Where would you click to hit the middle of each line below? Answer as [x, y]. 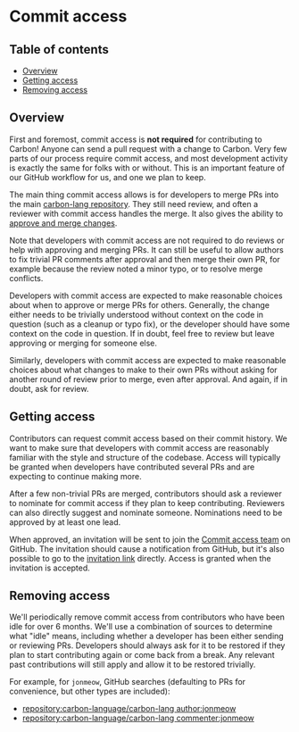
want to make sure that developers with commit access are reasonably [139, 447]
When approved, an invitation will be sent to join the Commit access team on [150, 539]
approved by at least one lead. [65, 522]
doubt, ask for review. [49, 388]
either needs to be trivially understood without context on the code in [137, 314]
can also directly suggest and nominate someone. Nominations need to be [146, 512]
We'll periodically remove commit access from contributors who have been [147, 617]
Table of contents [59, 50]
